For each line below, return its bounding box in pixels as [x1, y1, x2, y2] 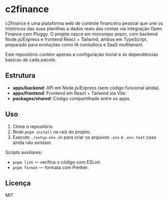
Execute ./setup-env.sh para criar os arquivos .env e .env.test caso [12, 134, 157, 140]
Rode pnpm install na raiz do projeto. [12, 128, 92, 134]
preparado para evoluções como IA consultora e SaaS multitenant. [5, 41, 144, 47]
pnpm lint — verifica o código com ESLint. [12, 159, 101, 165]
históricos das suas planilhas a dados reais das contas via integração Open [5, 25, 162, 31]
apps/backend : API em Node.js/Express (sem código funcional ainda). [12, 85, 160, 91]
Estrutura [5, 72, 36, 80]
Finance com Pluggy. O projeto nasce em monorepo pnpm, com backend [5, 31, 158, 37]
